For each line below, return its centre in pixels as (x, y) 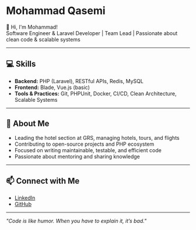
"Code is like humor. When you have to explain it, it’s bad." (76, 221)
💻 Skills (21, 64)
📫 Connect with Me (43, 181)
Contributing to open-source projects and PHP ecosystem (84, 144)
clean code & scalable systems (43, 39)
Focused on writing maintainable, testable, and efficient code (88, 150)
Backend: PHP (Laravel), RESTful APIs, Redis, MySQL (79, 81)
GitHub (23, 204)
